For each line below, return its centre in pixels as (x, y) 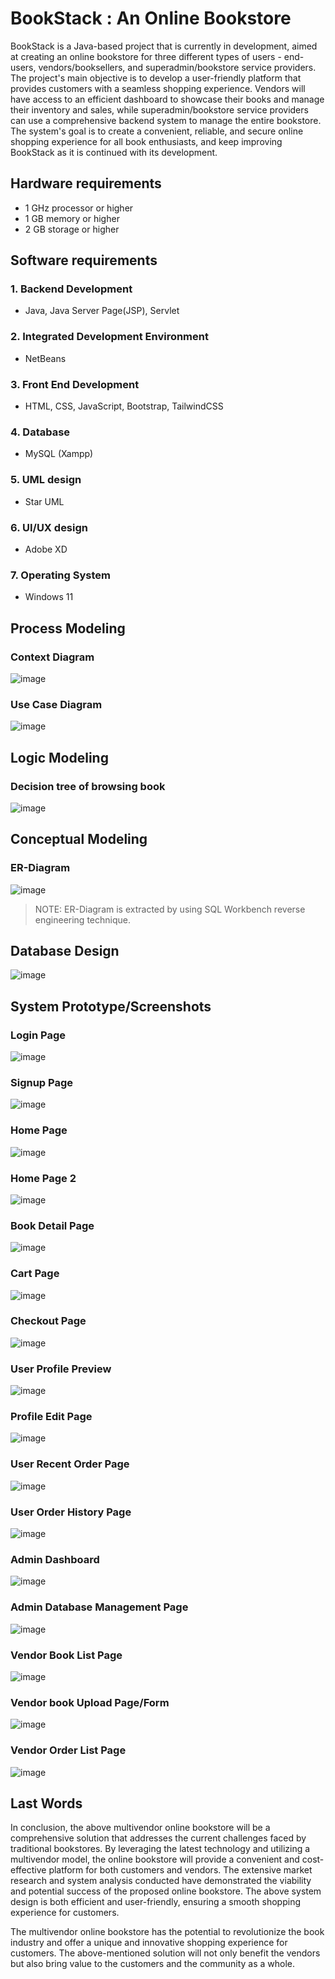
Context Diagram (52, 657)
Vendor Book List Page (66, 1655)
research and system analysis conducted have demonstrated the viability (161, 1881)
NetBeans (45, 358)
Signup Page (42, 1082)
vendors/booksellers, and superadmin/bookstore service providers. (177, 67)
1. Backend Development (71, 289)
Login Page (38, 1035)
